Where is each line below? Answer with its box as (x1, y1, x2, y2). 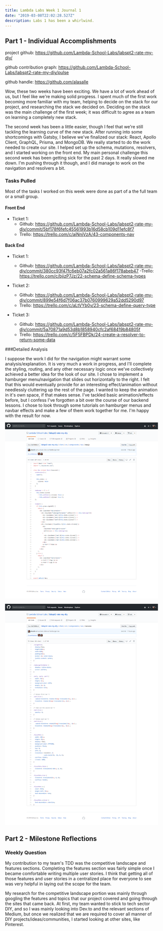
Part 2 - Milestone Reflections (5, 834, 97, 843)
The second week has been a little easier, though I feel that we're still (5, 124, 143, 130)
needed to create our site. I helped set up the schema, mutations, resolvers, (5, 144, 157, 151)
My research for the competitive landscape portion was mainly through (5, 891, 147, 896)
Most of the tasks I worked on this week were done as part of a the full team (5, 188, 158, 195)
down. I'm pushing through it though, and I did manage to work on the (5, 160, 145, 166)
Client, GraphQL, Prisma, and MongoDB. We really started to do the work (5, 139, 151, 145)
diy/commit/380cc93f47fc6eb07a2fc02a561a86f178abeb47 (19, 268, 139, 274)
